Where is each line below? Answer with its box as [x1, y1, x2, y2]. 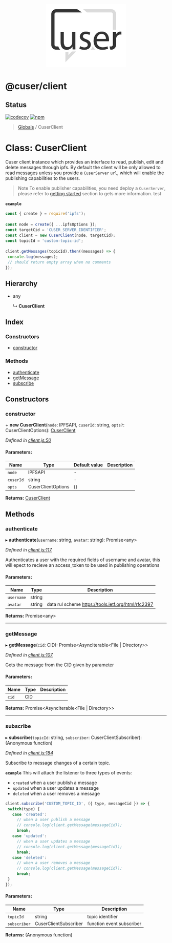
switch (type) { [7, 806, 40, 811]
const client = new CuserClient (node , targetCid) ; [5, 233, 116, 238]
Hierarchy [5, 279, 38, 288]
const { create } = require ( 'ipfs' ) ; [5, 211, 86, 216]
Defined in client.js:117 [5, 547, 52, 553]
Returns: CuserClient [5, 495, 50, 501]
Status [5, 100, 27, 109]
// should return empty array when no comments [7, 260, 111, 265]
